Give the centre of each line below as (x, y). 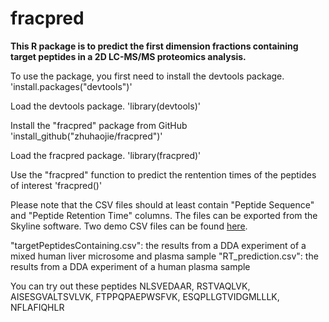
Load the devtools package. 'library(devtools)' (105, 106)
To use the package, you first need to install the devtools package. (147, 76)
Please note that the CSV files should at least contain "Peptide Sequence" (162, 204)
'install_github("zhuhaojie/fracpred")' (86, 136)
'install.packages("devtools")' (71, 86)
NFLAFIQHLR (37, 307)
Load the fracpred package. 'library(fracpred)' (106, 155)
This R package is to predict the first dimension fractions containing (154, 46)
